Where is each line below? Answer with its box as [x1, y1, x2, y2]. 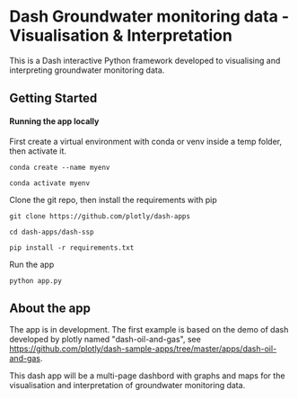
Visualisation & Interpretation [9, 25, 233, 46]
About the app [9, 300, 92, 315]
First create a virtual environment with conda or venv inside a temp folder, [9, 136, 283, 146]
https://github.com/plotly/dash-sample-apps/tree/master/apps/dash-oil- [9, 343, 277, 354]
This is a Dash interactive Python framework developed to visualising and [9, 55, 281, 66]
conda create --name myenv [9, 163, 110, 172]
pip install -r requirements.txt [9, 243, 135, 253]
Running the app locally [9, 115, 100, 127]
